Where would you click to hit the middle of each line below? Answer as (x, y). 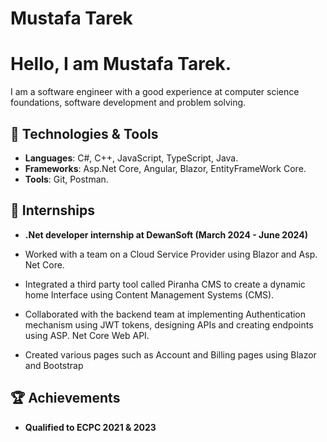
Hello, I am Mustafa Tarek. (121, 64)
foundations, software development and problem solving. (128, 103)
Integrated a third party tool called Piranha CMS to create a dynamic (165, 284)
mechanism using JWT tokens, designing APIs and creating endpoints (169, 324)
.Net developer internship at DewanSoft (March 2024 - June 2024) (166, 234)
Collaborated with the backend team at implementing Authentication (165, 314)
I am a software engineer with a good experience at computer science (155, 92)
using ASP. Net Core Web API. (87, 335)
